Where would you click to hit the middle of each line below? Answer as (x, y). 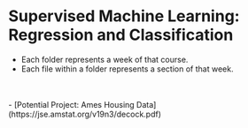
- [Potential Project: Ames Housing (71, 104)
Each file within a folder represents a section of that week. (127, 69)
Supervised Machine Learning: (124, 16)
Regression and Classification (121, 35)
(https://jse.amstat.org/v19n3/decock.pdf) (85, 114)
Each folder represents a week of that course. (105, 59)
